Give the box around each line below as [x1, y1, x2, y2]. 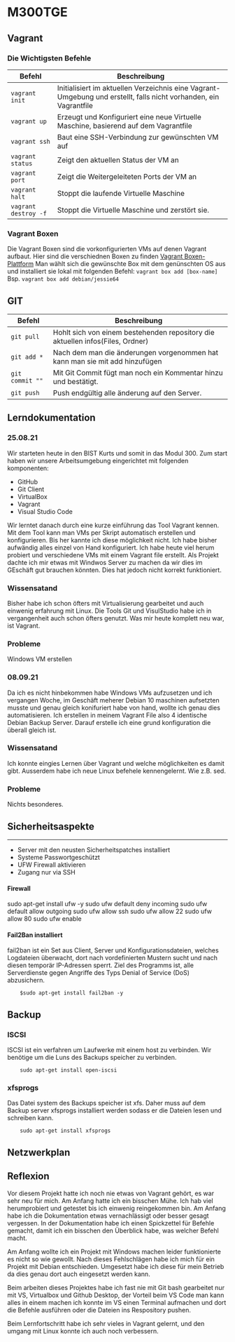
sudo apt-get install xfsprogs [20, 1127, 111, 1134]
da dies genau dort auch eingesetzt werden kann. [7, 1270, 150, 1278]
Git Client [17, 485, 45, 493]
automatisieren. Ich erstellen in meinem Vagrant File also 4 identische [7, 710, 208, 719]
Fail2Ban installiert [7, 931, 63, 939]
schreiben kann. [7, 1114, 54, 1122]
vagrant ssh [10, 138, 51, 145]
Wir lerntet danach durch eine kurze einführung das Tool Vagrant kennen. [7, 521, 220, 529]
